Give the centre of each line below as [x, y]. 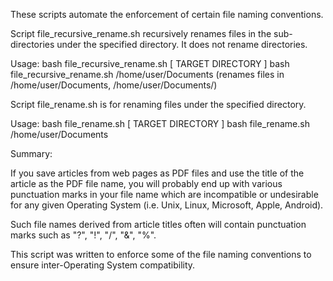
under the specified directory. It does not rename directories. [182, 44]
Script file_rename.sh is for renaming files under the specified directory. [158, 104]
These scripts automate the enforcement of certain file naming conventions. [167, 14]
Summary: [31, 153]
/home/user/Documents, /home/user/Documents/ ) [114, 85]
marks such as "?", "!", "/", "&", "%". [83, 235]
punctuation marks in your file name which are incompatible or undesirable [164, 194]
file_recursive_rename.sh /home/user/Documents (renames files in [147, 74]
